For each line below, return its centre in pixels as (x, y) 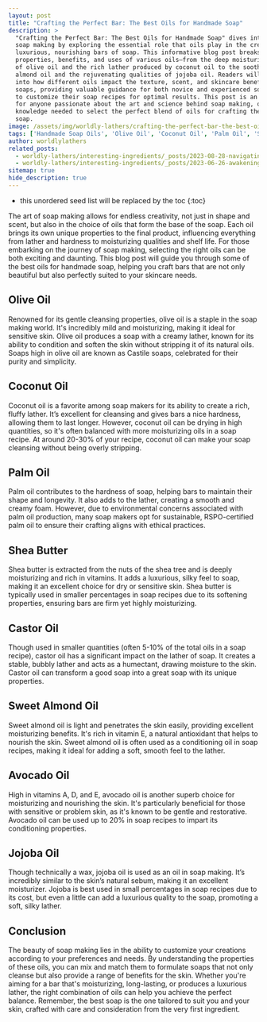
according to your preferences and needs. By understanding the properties (131, 958)
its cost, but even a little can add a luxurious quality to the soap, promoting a (133, 897)
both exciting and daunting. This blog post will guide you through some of (129, 258)
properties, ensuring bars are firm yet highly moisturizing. (103, 604)
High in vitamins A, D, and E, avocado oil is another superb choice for (122, 794)
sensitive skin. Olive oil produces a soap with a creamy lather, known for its (131, 336)
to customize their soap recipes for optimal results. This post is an (137, 97)
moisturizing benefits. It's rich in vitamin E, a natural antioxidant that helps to (133, 733)
